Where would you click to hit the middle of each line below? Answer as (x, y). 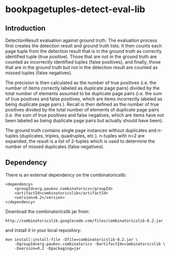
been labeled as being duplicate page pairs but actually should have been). (84, 120)
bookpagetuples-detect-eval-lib (75, 9)
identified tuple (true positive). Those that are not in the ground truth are (81, 56)
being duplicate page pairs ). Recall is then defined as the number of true (82, 104)
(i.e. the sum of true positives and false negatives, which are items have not (85, 115)
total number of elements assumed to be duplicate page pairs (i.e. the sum (84, 93)
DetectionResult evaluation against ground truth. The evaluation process (81, 40)
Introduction (26, 28)
